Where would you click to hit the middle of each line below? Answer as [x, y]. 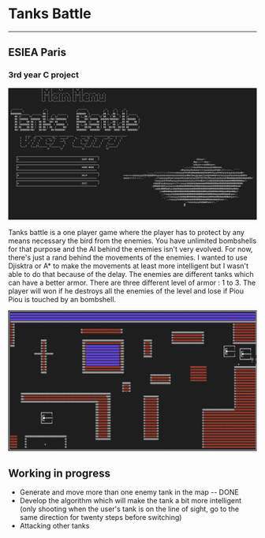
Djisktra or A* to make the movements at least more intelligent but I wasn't [129, 266]
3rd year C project [43, 75]
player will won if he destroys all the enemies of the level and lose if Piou [126, 291]
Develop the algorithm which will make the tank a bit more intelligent [131, 501]
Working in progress [59, 473]
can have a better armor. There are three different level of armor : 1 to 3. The [132, 283]
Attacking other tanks [54, 526]
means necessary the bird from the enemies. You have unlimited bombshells [132, 241]
